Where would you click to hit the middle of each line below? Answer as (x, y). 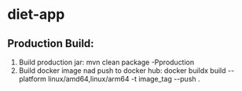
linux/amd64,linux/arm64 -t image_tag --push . (124, 79)
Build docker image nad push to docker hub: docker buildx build (122, 71)
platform (32, 79)
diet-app (36, 15)
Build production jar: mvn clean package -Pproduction (106, 62)
